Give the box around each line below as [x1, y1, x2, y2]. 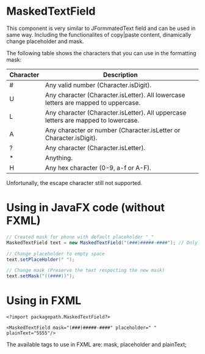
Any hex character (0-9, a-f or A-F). [45, 164, 151, 172]
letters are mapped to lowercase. [45, 116, 140, 124]
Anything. [45, 153, 73, 162]
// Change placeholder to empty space [6, 250, 105, 257]
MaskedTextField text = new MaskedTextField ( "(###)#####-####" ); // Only [6, 239, 198, 246]
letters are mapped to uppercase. [45, 98, 141, 107]
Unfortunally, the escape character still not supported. [6, 179, 142, 186]
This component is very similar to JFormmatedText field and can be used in [6, 24, 196, 32]
